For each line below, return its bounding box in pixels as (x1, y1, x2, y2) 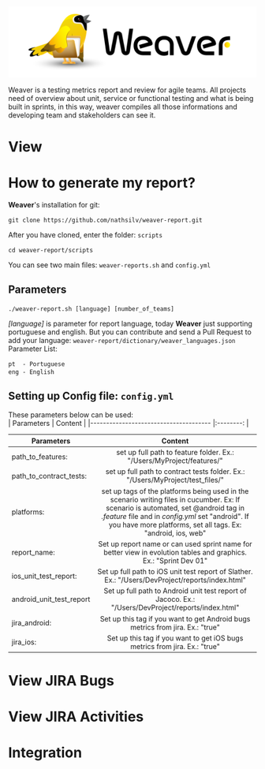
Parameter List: (8, 344, 58, 353)
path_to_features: (11, 452, 69, 461)
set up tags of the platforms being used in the (101, 486, 249, 495)
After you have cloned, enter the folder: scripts (8, 230, 163, 239)
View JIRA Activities (8, 707, 144, 726)
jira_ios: (11, 637, 37, 647)
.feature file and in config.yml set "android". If (101, 511, 250, 521)
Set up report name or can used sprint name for (98, 539, 252, 548)
